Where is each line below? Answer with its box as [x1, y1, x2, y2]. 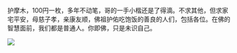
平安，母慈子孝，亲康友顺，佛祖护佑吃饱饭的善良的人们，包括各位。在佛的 [13, 15, 231, 23]
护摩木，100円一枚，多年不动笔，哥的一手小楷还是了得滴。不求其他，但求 [7, 6, 223, 14]
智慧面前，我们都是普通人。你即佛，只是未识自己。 [7, 24, 156, 32]
